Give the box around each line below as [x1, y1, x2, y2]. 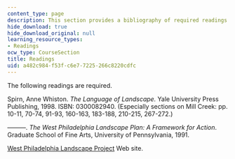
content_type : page [7, 10, 65, 17]
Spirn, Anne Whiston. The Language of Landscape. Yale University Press [7, 95, 219, 103]
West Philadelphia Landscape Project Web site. [7, 144, 144, 152]
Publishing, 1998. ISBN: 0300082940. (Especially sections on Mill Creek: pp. [7, 102, 228, 110]
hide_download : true [7, 23, 68, 30]
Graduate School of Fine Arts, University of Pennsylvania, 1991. [7, 130, 190, 139]
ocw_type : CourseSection [7, 50, 80, 56]
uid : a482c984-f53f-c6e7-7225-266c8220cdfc [7, 62, 137, 69]
